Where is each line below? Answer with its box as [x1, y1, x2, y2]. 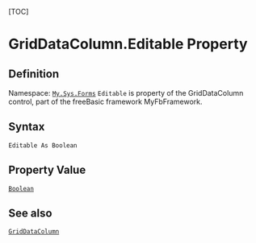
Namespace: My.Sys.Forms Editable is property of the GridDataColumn [8, 89, 244, 97]
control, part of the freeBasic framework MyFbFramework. [8, 97, 204, 106]
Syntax [8, 120, 45, 134]
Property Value [8, 163, 86, 177]
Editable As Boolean [8, 141, 78, 150]
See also [8, 207, 52, 220]
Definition [8, 67, 59, 80]
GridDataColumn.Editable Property [8, 35, 248, 53]
